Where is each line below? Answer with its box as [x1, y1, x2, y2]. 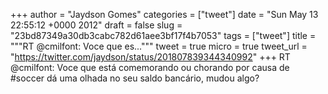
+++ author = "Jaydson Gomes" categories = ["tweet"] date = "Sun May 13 [10, 9, 319, 20]
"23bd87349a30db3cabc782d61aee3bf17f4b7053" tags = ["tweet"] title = [10, 30, 317, 41]
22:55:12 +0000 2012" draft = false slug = [10, 19, 183, 31]
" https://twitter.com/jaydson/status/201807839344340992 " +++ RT [10, 51, 291, 63]
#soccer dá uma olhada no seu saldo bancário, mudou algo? [10, 72, 260, 84]
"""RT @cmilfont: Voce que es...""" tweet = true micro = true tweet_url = [10, 40, 308, 52]
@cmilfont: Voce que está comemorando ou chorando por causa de [10, 62, 290, 73]
